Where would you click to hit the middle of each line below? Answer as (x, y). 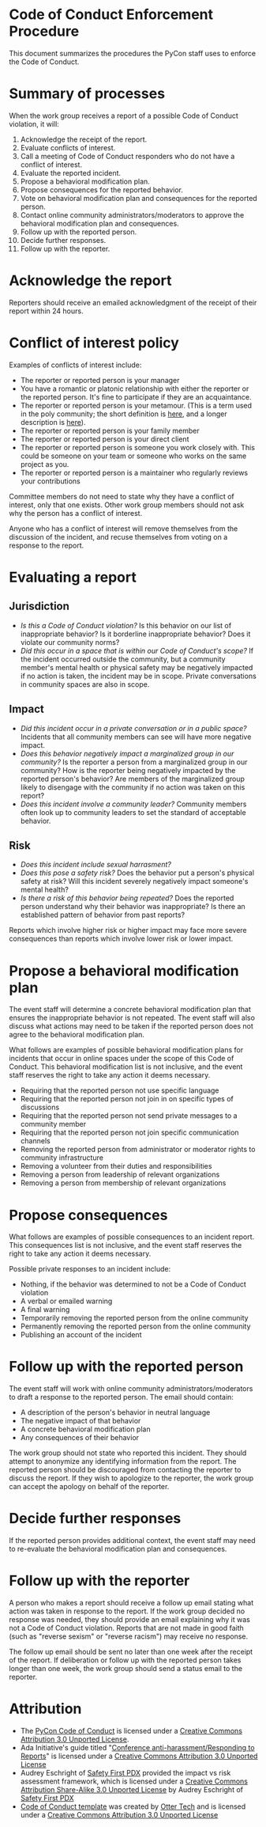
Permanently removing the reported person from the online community (135, 1326)
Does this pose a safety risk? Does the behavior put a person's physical (137, 873)
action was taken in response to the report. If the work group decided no (127, 1611)
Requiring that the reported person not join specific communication (129, 1132)
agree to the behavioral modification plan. (77, 1035)
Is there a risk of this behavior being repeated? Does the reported (127, 898)
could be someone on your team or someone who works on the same (133, 456)
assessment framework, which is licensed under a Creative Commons (134, 1781)
